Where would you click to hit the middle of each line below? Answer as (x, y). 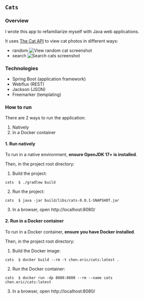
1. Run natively (20, 143)
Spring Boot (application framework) (49, 79)
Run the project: (28, 192)
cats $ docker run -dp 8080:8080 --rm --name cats (59, 278)
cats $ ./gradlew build (30, 183)
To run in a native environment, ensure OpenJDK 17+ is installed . (71, 155)
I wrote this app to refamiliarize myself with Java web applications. (72, 31)
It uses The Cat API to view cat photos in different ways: (62, 41)
